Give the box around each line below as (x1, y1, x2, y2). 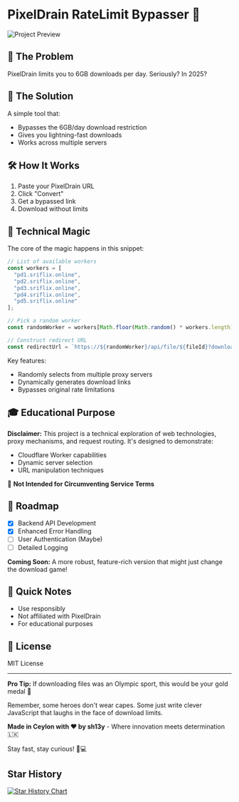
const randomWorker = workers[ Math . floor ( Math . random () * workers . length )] (7, 324, 237, 331)
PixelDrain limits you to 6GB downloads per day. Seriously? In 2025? (7, 69, 208, 78)
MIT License (7, 659, 44, 668)
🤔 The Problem (7, 51, 74, 63)
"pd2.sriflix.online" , (14, 278, 81, 285)
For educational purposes (17, 620, 94, 628)
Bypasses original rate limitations (17, 385, 115, 394)
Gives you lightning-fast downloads (17, 130, 122, 139)
